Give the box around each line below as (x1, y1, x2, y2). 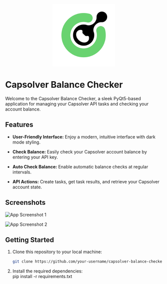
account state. (12, 184, 42, 190)
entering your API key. (12, 154, 58, 160)
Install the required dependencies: (12, 268, 83, 274)
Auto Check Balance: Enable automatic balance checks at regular (12, 163, 149, 169)
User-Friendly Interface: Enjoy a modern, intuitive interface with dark (12, 134, 156, 140)
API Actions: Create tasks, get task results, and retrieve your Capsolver (12, 178, 160, 184)
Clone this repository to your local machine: (12, 249, 102, 255)
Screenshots (5, 198, 46, 207)
